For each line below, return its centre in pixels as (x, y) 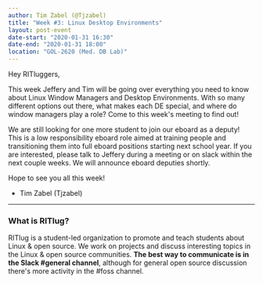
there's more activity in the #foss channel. (76, 271)
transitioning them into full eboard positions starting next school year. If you (130, 146)
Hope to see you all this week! (57, 178)
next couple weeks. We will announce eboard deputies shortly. (109, 163)
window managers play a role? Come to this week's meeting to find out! (123, 114)
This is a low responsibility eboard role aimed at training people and (117, 138)
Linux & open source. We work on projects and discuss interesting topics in (130, 246)
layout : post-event (40, 30)
